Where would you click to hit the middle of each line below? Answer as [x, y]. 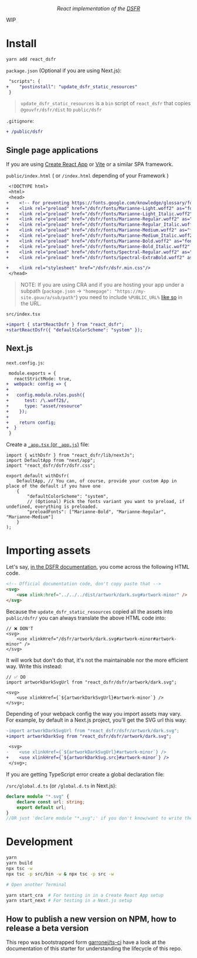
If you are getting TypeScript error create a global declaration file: [85, 774]
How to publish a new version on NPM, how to [91, 919]
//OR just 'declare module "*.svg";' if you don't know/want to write [94, 818]
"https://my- [130, 292]
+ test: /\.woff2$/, [38, 401]
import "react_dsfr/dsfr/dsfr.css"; [51, 466]
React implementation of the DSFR [98, 9]
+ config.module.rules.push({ [45, 395]
